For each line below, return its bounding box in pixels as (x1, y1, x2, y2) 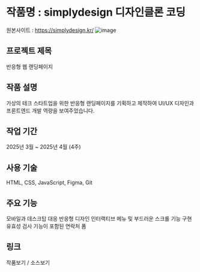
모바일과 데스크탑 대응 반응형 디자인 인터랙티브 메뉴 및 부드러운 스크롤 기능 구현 (6, 215, 192, 222)
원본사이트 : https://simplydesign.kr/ (6, 26, 94, 34)
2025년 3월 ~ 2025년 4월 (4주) (6, 143, 81, 150)
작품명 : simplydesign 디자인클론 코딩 (6, 5, 186, 19)
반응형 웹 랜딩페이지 (6, 63, 53, 70)
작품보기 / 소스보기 (6, 259, 50, 266)
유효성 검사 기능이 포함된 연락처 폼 (6, 223, 86, 229)
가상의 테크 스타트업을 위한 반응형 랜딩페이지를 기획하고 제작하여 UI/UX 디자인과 (6, 99, 194, 107)
